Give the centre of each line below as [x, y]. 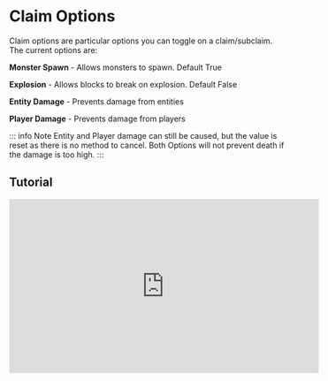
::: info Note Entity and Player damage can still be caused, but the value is [143, 135]
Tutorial [31, 183]
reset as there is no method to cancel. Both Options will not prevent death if [147, 145]
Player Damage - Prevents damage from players [97, 118]
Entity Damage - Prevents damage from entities [96, 101]
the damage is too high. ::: [57, 154]
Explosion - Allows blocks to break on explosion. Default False [123, 84]
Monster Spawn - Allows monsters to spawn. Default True [116, 67]
